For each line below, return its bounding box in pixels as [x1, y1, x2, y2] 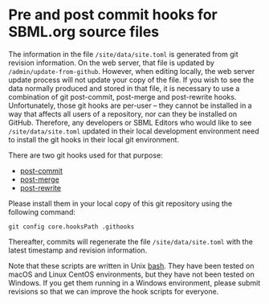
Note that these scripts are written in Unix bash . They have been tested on [8, 261, 255, 270]
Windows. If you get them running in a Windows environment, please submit [8, 277, 261, 287]
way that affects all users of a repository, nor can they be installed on [8, 109, 238, 118]
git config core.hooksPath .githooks [8, 223, 135, 231]
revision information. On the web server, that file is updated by [8, 58, 215, 68]
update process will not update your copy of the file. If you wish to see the [8, 75, 255, 84]
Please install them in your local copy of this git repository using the [8, 199, 233, 208]
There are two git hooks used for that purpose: [8, 150, 163, 160]
